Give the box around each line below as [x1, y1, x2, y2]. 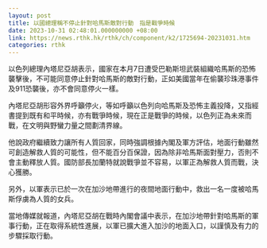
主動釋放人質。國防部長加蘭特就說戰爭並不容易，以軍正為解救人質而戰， [14, 157, 252, 167]
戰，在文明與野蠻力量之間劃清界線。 [8, 121, 127, 130]
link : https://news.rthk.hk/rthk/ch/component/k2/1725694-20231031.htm [8, 33, 250, 42]
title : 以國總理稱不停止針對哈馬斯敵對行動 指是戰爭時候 [8, 19, 176, 27]
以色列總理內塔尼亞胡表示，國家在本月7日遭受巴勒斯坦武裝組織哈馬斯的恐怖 [8, 64, 256, 74]
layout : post [8, 11, 52, 20]
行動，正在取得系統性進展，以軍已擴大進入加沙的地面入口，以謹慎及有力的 [14, 221, 259, 231]
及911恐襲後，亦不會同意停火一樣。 [8, 84, 123, 94]
